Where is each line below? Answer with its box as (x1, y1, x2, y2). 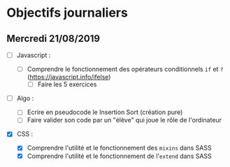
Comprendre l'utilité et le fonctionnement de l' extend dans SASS (27, 152, 213, 160)
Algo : (16, 94, 34, 102)
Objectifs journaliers (6, 5, 129, 21)
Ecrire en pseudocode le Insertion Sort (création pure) (27, 108, 183, 116)
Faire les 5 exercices (37, 80, 97, 88)
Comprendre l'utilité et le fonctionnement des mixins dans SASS (27, 144, 212, 152)
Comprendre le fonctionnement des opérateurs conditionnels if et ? (27, 65, 224, 74)
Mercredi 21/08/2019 (6, 33, 101, 45)
